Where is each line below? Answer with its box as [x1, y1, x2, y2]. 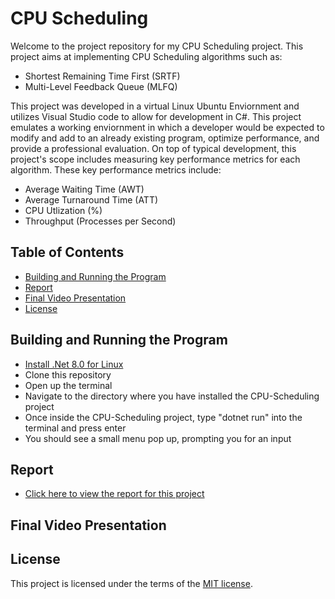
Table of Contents [10, 244, 125, 261]
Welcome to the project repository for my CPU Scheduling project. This [10, 40, 304, 52]
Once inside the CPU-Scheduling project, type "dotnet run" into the [24, 411, 303, 423]
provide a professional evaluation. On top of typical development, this [10, 142, 297, 154]
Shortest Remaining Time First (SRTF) [24, 70, 181, 82]
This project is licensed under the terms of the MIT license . [10, 577, 253, 589]
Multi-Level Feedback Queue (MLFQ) [24, 80, 178, 92]
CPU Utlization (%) [24, 204, 103, 216]
